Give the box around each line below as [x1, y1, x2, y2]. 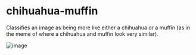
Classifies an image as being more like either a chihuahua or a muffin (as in [6, 24, 191, 31]
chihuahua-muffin [6, 4, 98, 18]
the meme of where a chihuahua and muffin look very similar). [6, 30, 159, 37]
